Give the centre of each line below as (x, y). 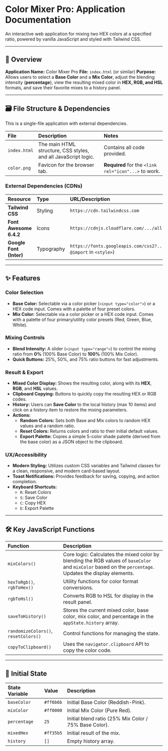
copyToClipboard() (29, 647)
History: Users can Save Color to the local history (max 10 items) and (84, 405)
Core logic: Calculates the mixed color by (111, 554)
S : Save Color (33, 498)
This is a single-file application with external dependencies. (66, 123)
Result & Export (24, 372)
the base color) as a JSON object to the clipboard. (71, 442)
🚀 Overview (23, 59)
